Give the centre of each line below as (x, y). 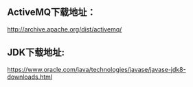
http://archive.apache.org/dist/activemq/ (65, 29)
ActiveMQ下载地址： (52, 12)
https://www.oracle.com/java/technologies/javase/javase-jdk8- (97, 69)
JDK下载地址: (36, 52)
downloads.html (30, 77)
